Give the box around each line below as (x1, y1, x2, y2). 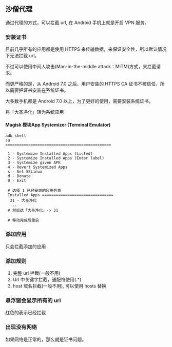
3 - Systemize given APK (7, 160, 61, 166)
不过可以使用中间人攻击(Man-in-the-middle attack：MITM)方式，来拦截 (5, 64, 157, 70)
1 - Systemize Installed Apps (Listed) (7, 151, 93, 156)
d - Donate (7, 174, 31, 179)
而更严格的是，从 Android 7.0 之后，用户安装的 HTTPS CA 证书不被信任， (5, 81, 161, 87)
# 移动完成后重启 (7, 218, 40, 223)
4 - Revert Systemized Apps (7, 165, 68, 170)
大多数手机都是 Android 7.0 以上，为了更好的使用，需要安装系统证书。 (5, 98, 154, 104)
